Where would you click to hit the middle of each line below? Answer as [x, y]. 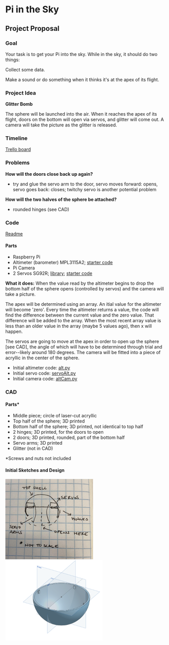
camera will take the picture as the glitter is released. [61, 125]
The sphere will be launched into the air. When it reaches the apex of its [81, 114]
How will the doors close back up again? [49, 174]
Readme [14, 234]
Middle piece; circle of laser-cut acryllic [55, 416]
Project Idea [21, 93]
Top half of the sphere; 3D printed [49, 421]
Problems [17, 163]
